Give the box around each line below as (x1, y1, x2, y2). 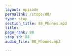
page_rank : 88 (5, 30, 35, 35)
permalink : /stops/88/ (5, 12, 52, 17)
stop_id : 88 (5, 35, 30, 40)
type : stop (5, 16, 28, 21)
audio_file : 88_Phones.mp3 (5, 39, 61, 44)
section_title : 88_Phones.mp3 (5, 21, 68, 26)
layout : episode (5, 7, 38, 12)
